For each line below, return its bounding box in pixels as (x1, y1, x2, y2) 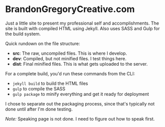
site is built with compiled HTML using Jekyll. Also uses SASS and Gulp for (5, 25, 160, 31)
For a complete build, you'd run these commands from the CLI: (5, 70, 135, 76)
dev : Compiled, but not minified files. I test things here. (12, 55, 127, 61)
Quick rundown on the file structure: (5, 40, 80, 46)
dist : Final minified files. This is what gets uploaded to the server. (12, 61, 148, 67)
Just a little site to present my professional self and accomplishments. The (5, 20, 159, 26)
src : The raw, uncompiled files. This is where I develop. (12, 50, 127, 56)
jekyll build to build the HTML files (12, 80, 88, 86)
